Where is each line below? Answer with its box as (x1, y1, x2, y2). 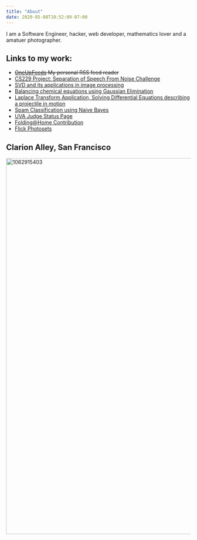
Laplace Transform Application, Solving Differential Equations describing (14, 94, 190, 101)
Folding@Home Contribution (14, 119, 84, 126)
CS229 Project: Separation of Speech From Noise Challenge (14, 75, 160, 82)
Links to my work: (6, 53, 72, 63)
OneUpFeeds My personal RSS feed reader (14, 69, 119, 76)
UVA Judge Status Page (14, 113, 73, 120)
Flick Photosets (14, 125, 52, 132)
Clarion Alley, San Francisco (6, 142, 111, 152)
